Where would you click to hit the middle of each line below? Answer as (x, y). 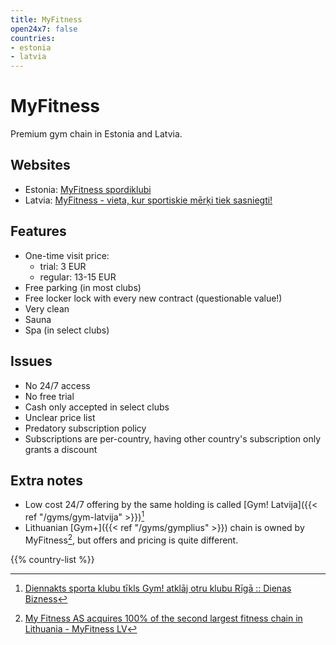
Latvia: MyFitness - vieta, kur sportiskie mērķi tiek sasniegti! (148, 200)
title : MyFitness (46, 19)
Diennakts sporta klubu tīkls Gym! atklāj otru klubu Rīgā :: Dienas (158, 588)
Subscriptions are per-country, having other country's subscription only (173, 438)
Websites (40, 165)
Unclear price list (60, 417)
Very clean (47, 308)
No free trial (49, 396)
